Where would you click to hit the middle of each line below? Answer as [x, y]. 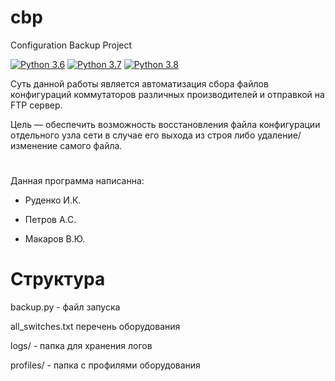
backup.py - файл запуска [65, 307]
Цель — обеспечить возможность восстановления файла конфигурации [165, 124]
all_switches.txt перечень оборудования [95, 327]
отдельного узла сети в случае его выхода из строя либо [133, 135]
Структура [58, 279]
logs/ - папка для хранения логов [81, 346]
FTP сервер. [36, 105]
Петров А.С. [50, 220]
